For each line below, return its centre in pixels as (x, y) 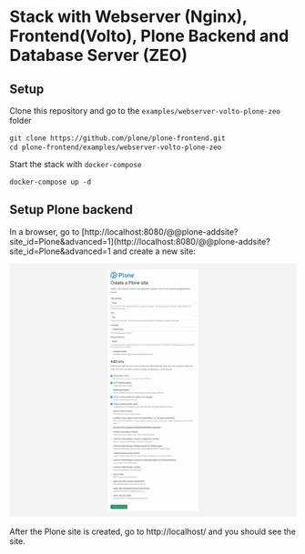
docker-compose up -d (51, 182)
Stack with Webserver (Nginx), (128, 17)
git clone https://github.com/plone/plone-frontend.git (117, 138)
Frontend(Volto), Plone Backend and (149, 36)
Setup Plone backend (71, 210)
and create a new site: (154, 251)
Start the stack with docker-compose (76, 164)
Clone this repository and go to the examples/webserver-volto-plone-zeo (145, 111)
